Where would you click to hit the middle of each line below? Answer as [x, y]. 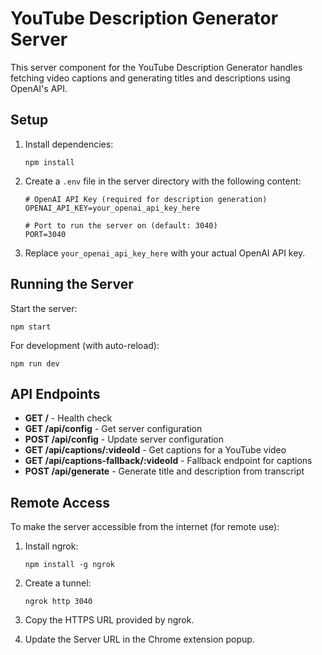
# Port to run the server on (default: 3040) [121, 225]
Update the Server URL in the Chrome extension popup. [139, 639]
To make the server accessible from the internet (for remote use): [145, 527]
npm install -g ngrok [69, 565]
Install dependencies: [69, 144]
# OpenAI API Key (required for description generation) [146, 199]
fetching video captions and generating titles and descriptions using [150, 78]
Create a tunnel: [58, 583]
